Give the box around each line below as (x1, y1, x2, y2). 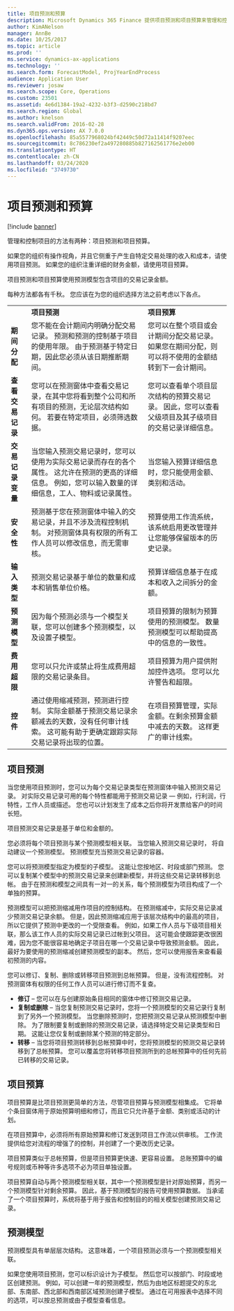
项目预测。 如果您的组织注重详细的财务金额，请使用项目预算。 (13, 260, 192, 268)
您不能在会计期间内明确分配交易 (31, 320, 136, 330)
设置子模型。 (38, 632, 80, 642)
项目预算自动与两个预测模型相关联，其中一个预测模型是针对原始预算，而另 (7, 1177, 221, 1186)
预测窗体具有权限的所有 (54, 527, 131, 537)
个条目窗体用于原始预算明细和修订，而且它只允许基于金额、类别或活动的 (7, 1107, 214, 1115)
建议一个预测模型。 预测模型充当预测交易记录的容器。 (13, 847, 168, 857)
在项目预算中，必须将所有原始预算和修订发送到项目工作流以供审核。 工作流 (7, 1131, 223, 1139)
